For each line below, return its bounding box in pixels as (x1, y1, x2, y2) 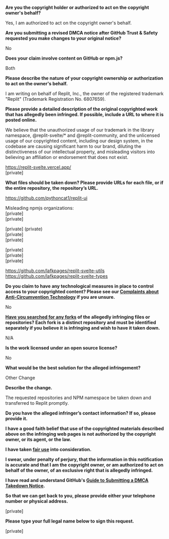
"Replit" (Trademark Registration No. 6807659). (5, 96, 106, 102)
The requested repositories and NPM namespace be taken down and (5, 394, 152, 401)
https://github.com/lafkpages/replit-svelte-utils (5, 267, 105, 274)
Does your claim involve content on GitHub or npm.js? (5, 55, 123, 61)
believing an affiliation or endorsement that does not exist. (5, 154, 128, 160)
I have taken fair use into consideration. (5, 446, 91, 452)
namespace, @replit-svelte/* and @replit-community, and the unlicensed (5, 132, 160, 138)
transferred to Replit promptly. (5, 400, 69, 406)
